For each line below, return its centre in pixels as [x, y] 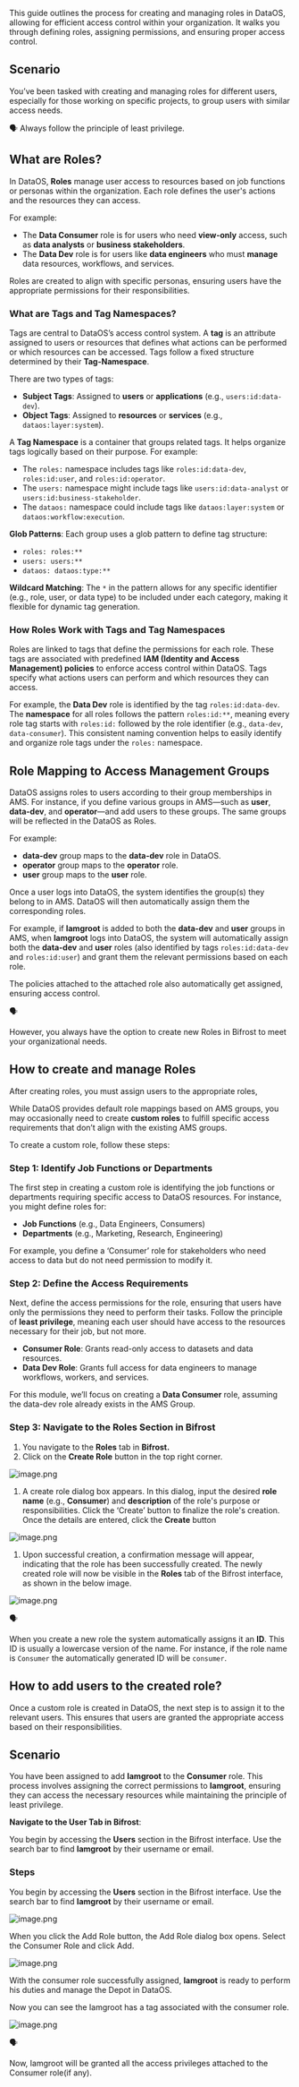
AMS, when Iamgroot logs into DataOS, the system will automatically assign [149, 938]
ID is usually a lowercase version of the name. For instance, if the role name [148, 1648]
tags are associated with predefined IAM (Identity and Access [125, 659]
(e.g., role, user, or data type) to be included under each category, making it [149, 597]
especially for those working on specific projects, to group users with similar [149, 100]
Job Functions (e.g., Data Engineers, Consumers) [113, 1224]
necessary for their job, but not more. [78, 1331]
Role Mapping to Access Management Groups [140, 770]
